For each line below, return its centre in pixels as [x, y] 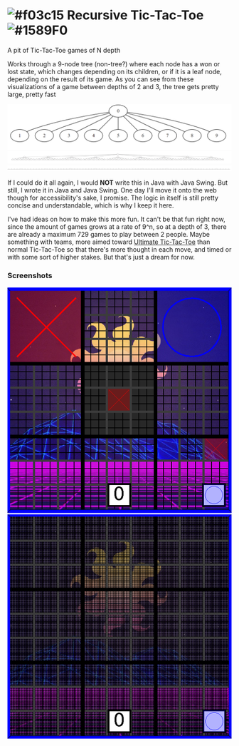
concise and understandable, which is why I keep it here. [91, 205]
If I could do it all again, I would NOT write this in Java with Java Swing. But [118, 183]
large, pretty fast [32, 94]
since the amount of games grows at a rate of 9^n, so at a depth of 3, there [117, 227]
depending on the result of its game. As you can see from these [101, 79]
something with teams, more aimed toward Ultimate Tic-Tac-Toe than [109, 242]
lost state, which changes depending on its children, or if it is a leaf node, [115, 71]
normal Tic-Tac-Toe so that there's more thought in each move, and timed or [119, 250]
